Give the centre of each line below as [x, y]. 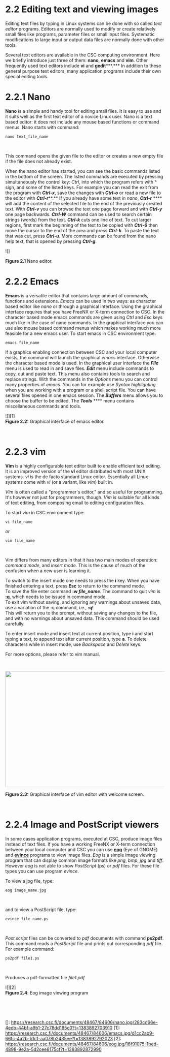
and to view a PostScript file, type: [41, 909]
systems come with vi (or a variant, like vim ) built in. [59, 482]
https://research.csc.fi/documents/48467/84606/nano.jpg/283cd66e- [84, 1022]
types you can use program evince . [42, 871]
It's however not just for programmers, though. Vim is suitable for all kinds [82, 497]
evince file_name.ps [27, 919]
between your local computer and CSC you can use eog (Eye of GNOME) [81, 849]
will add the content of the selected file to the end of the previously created [84, 203]
